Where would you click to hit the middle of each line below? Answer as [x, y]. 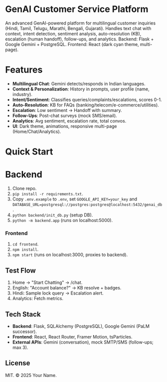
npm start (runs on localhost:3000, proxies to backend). [70, 255]
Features [24, 70]
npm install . [25, 249]
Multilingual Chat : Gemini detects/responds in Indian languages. [79, 83]
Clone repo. [24, 188]
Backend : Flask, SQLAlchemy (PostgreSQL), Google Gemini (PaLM [81, 326]
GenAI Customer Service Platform [77, 9]
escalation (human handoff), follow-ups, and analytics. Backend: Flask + [80, 39]
